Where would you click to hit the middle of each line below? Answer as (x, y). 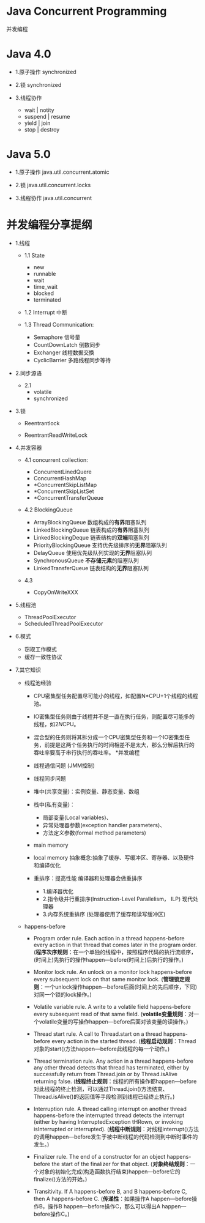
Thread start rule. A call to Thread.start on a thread (98, 1034)
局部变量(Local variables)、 (77, 817)
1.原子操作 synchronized (46, 72)
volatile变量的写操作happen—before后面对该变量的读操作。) (114, 1021)
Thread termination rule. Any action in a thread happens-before (114, 1061)
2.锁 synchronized (38, 84)
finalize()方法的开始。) (60, 1179)
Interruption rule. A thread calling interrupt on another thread (110, 1109)
